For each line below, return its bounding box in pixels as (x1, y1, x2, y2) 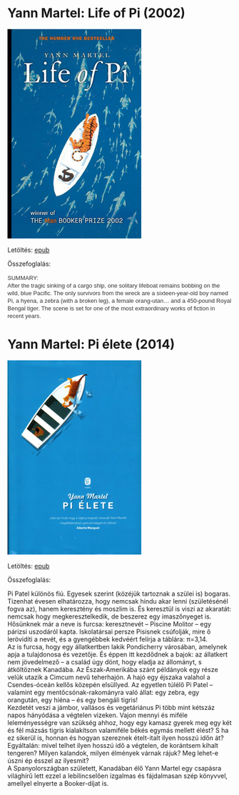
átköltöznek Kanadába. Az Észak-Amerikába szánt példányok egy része (7, 666, 219, 674)
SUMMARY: (7, 274, 39, 281)
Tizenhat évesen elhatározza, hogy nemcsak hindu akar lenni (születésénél (7, 597, 228, 606)
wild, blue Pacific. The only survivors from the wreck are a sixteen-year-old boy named (7, 289, 228, 297)
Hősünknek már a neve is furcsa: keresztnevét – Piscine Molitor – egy (7, 620, 212, 629)
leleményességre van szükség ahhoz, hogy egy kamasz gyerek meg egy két (7, 719, 232, 727)
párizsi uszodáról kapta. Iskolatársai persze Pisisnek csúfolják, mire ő (7, 627, 211, 636)
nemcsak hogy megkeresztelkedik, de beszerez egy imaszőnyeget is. (7, 612, 212, 621)
